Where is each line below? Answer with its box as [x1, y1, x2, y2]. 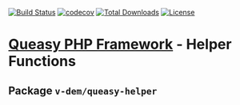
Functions [8, 52, 76, 71]
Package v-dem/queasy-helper [8, 84, 158, 97]
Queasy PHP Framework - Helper [8, 36, 232, 53]
